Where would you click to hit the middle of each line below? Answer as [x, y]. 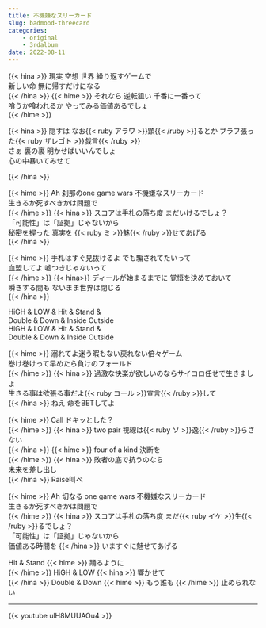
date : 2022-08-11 [37, 52]
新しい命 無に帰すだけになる [54, 86]
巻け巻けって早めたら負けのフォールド [70, 363]
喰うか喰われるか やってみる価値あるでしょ [78, 105]
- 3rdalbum [40, 45]
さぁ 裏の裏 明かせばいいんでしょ [62, 151]
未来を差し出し [32, 469]
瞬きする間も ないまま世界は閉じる [65, 287]
